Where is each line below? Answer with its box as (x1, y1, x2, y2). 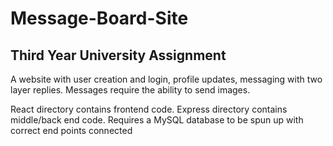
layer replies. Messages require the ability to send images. (10, 84, 251, 96)
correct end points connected (10, 125, 133, 136)
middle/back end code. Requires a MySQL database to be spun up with (10, 114, 304, 126)
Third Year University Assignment (10, 47, 227, 64)
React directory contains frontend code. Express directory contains (10, 103, 288, 115)
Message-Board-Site (10, 7, 189, 30)
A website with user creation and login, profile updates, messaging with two (10, 73, 323, 85)
